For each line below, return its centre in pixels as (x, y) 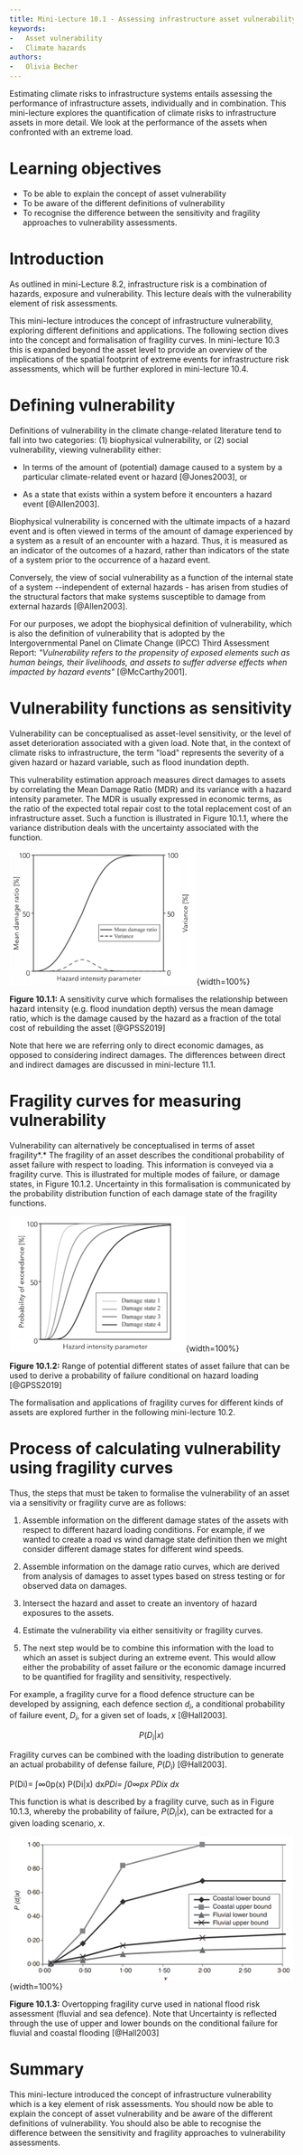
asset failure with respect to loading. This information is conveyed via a (142, 1164)
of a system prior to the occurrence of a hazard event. (110, 560)
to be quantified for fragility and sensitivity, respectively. (127, 1677)
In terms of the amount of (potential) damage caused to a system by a (152, 467)
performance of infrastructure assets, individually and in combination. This (148, 103)
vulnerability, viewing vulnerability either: (86, 449)
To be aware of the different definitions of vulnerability (124, 203)
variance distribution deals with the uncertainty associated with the (134, 827)
